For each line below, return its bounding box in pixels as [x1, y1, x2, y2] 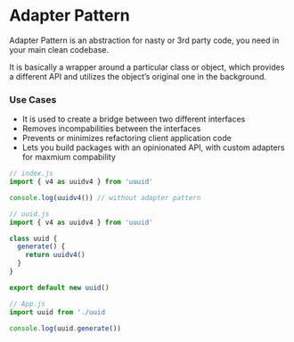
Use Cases [9, 93, 57, 105]
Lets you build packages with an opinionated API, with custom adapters [21, 142, 285, 153]
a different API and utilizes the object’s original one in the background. [9, 71, 267, 81]
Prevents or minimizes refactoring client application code [21, 133, 232, 144]
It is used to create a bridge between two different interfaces [21, 113, 246, 125]
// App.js [9, 299, 46, 308]
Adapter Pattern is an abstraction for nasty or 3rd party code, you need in [9, 35, 280, 46]
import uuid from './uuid [9, 307, 105, 317]
